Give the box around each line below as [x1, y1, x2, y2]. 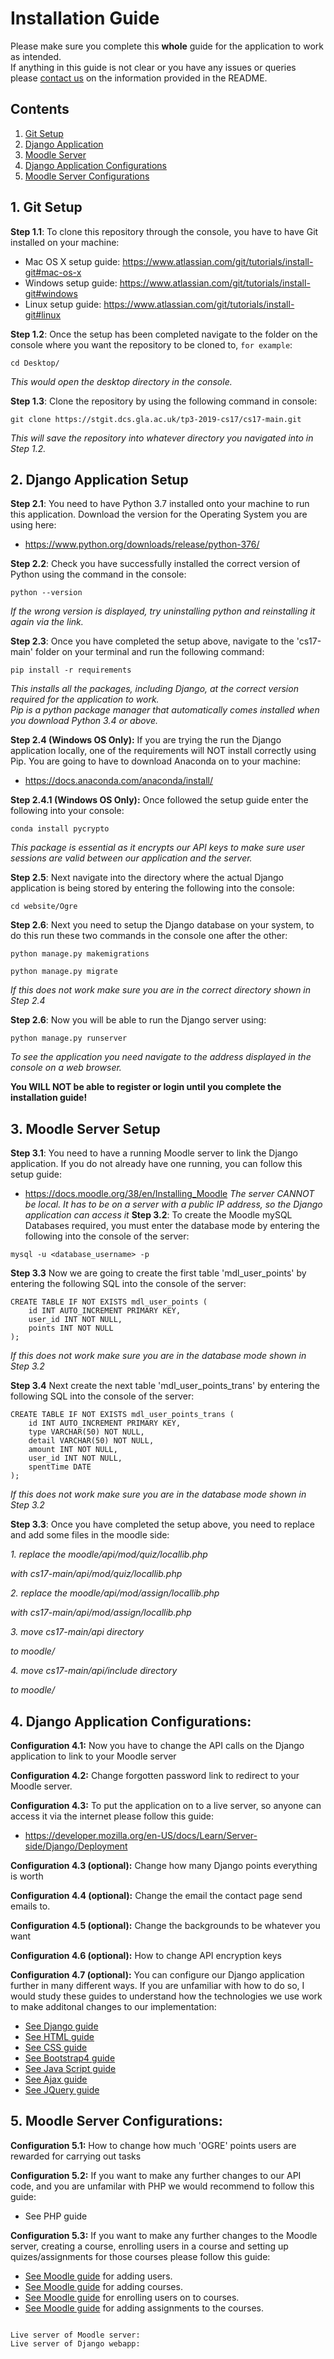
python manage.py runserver [10, 1033, 128, 1044]
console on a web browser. [10, 1062, 122, 1074]
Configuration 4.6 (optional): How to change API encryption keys [10, 1950, 283, 1961]
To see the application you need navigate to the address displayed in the [10, 1051, 312, 1063]
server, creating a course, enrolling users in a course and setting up [10, 2240, 289, 2252]
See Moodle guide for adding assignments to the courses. [24, 2302, 265, 2314]
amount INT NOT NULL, [28, 1445, 118, 1455]
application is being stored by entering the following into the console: [10, 882, 295, 894]
